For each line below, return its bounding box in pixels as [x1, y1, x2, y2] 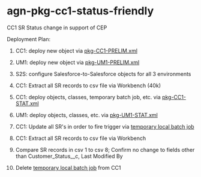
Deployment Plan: [7, 35, 50, 42]
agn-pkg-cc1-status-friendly [7, 4, 154, 18]
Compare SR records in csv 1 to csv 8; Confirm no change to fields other [15, 146, 195, 153]
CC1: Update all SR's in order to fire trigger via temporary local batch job [15, 123, 194, 130]
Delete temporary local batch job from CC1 [15, 164, 122, 171]
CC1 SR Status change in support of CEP [7, 24, 107, 31]
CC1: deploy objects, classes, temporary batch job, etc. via [15, 93, 161, 100]
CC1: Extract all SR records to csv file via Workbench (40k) [15, 82, 161, 89]
